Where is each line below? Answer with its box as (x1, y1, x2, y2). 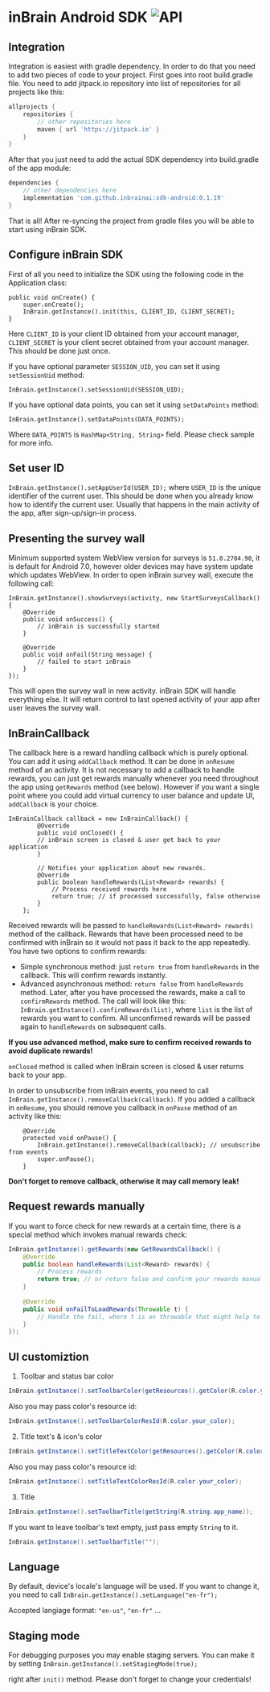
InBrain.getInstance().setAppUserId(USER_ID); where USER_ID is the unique (8, 483, 261, 492)
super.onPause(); (37, 1155, 95, 1163)
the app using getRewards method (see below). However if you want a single (8, 782, 260, 791)
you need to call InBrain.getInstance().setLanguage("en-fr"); (8, 1590, 219, 1599)
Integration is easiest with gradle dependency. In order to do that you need (8, 61, 256, 71)
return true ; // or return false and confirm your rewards (37, 1275, 239, 1284)
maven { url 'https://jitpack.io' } (37, 125, 160, 133)
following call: (8, 579, 55, 588)
